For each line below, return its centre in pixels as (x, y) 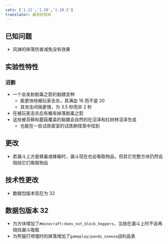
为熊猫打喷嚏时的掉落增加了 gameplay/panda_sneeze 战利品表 (74, 236)
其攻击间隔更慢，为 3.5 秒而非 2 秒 (56, 107)
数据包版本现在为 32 (34, 193)
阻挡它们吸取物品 (30, 162)
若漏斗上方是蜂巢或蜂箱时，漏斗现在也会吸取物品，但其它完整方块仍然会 (88, 156)
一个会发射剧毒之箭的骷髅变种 (43, 94)
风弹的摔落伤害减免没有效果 (41, 49)
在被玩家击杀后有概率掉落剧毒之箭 (48, 113)
